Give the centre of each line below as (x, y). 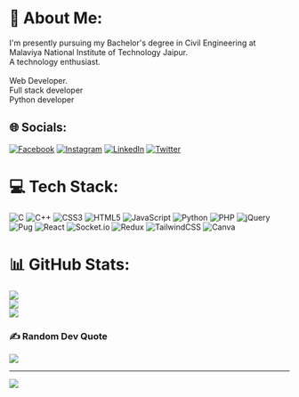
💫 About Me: (56, 18)
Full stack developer (46, 90)
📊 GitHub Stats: (70, 264)
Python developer (42, 99)
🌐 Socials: (38, 128)
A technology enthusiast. (55, 61)
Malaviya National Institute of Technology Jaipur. (99, 52)
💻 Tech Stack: (64, 186)
